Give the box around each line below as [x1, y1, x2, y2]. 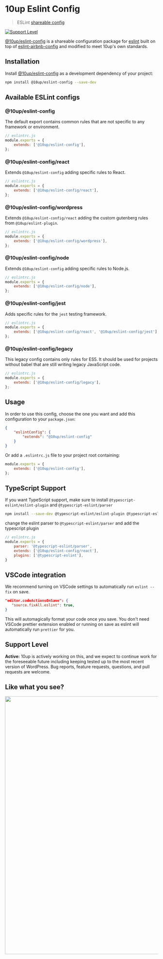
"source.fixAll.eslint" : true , [11, 603, 75, 608]
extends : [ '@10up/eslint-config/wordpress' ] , [14, 238, 108, 243]
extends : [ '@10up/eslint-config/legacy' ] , [14, 380, 101, 385]
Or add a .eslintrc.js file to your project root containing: [5, 452, 120, 458]
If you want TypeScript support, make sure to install [5, 497, 108, 503]
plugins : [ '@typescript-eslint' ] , [14, 553, 83, 558]
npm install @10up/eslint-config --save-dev [5, 80, 97, 84]
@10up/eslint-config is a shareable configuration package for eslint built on [5, 38, 156, 44]
